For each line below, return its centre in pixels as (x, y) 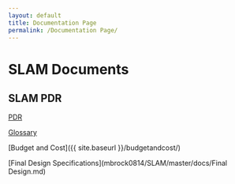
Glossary (23, 133)
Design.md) (27, 171)
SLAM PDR (35, 98)
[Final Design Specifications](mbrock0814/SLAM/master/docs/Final (117, 163)
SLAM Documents (69, 69)
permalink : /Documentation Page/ (63, 30)
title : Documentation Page (52, 23)
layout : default (35, 15)
